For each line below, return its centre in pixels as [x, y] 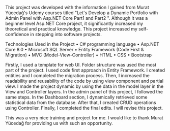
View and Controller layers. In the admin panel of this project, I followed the [84, 92]
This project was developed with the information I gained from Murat [77, 7]
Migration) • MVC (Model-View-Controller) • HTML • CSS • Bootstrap [78, 55]
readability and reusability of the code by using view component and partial [84, 81]
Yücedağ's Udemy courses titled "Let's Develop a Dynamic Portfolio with [82, 13]
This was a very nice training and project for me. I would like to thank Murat [84, 118]
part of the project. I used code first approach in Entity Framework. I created [85, 70]
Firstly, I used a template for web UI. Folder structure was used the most [81, 65]
